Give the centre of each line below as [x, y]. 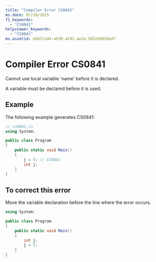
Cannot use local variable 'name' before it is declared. [62, 78]
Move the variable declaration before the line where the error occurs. [78, 203]
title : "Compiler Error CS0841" [40, 10]
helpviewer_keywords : [28, 29]
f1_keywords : [19, 20]
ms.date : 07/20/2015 [27, 15]
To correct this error [38, 190]
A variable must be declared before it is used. [53, 89]
